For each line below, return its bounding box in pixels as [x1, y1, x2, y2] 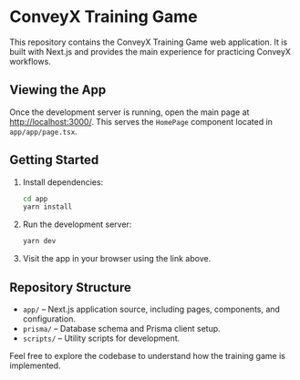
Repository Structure [9, 280, 132, 295]
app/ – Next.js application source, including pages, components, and [22, 303, 281, 314]
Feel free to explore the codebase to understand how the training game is [9, 351, 285, 361]
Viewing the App [9, 82, 107, 98]
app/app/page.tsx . [9, 126, 78, 137]
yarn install [22, 202, 73, 211]
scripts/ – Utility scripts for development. [22, 333, 181, 344]
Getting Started [9, 152, 99, 168]
